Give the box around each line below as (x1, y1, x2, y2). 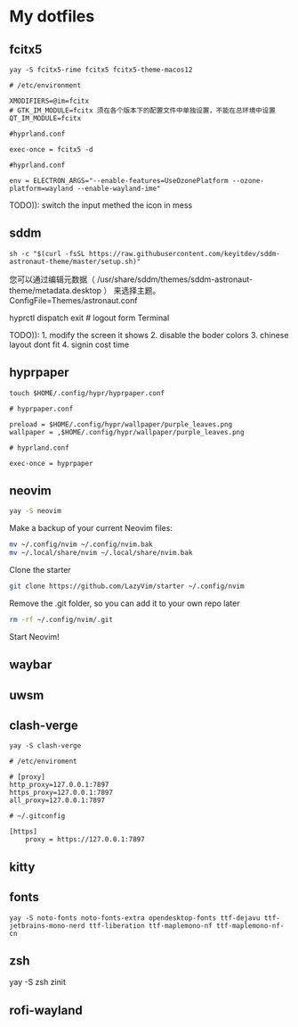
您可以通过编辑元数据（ (9, 274, 95, 285)
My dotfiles (9, 6, 95, 27)
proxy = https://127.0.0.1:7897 (25, 835, 145, 844)
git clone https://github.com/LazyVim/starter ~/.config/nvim (9, 582, 245, 591)
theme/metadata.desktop (9, 285, 102, 295)
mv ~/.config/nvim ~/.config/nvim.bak (9, 540, 153, 550)
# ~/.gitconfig (9, 812, 66, 821)
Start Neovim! (9, 631, 60, 642)
